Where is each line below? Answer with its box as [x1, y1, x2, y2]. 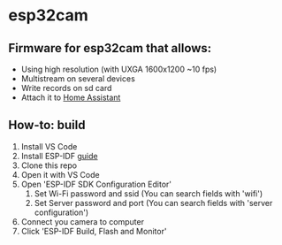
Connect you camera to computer [20, 216, 145, 226]
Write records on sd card [20, 83, 112, 93]
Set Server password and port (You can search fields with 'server [34, 197, 273, 208]
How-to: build [8, 118, 86, 133]
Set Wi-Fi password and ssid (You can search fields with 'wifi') [34, 188, 263, 199]
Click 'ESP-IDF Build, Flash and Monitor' [20, 226, 167, 236]
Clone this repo [20, 160, 77, 171]
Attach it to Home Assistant [20, 92, 121, 103]
